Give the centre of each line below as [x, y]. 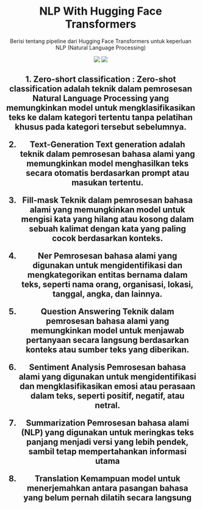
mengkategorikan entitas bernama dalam [108, 275]
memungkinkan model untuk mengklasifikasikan [101, 108]
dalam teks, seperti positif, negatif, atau [107, 396]
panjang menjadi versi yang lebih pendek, [108, 442]
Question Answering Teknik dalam [107, 312]
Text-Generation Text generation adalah [107, 145]
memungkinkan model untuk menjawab [107, 331]
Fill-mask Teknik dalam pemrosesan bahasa [108, 200]
